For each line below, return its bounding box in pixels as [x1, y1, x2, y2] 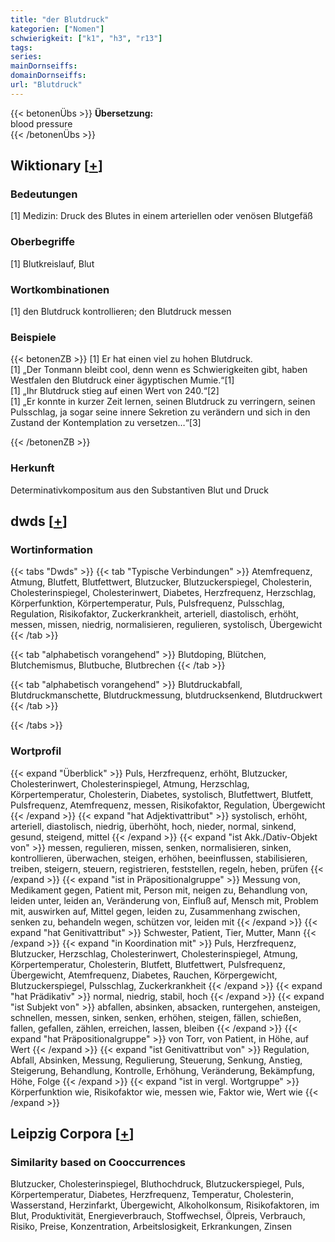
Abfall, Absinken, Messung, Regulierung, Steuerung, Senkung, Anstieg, [10, 1054, 303, 1066]
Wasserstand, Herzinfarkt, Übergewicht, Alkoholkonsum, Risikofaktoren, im [10, 1199, 320, 1211]
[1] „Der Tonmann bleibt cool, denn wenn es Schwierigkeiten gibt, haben [10, 364, 308, 376]
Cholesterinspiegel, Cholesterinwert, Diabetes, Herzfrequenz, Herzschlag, [10, 587, 317, 599]
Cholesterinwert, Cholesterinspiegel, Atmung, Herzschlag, [10, 777, 250, 790]
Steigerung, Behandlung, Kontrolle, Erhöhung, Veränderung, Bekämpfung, [10, 1064, 315, 1076]
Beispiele [10, 330, 57, 344]
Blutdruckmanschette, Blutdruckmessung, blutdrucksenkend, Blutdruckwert [10, 689, 323, 701]
